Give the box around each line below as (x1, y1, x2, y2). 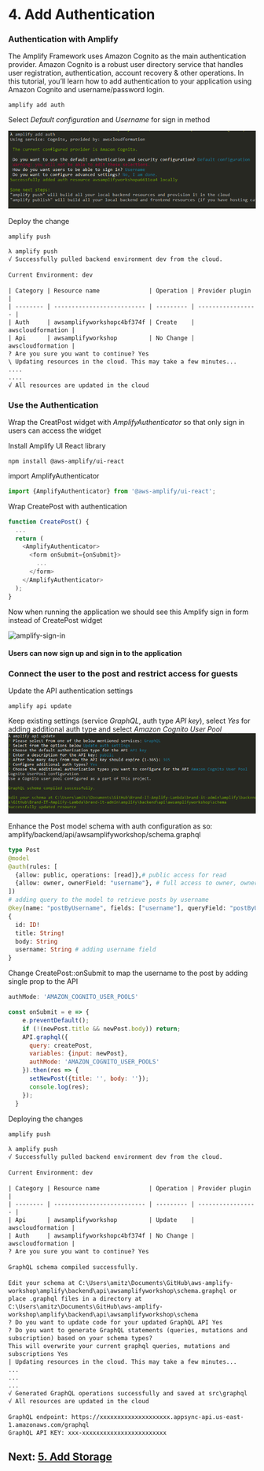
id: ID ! (15, 921, 41, 929)
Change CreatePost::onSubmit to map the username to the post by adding (8, 968, 248, 978)
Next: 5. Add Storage (8, 1450, 112, 1463)
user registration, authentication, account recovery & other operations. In (8, 69, 244, 78)
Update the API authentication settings (8, 686, 134, 695)
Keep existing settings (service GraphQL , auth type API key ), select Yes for (8, 716, 251, 726)
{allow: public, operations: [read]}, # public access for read (15, 871, 226, 879)
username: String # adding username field (15, 946, 156, 954)
